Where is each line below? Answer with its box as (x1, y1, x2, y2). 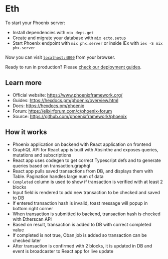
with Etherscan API (12, 216, 52, 222)
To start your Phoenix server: (5, 20, 65, 26)
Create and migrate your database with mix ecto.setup (12, 35, 126, 41)
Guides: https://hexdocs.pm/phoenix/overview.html (12, 97, 119, 103)
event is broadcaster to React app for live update (12, 248, 114, 254)
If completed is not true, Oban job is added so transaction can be (12, 232, 147, 238)
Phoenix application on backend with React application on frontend (12, 141, 151, 147)
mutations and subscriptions (12, 152, 72, 158)
